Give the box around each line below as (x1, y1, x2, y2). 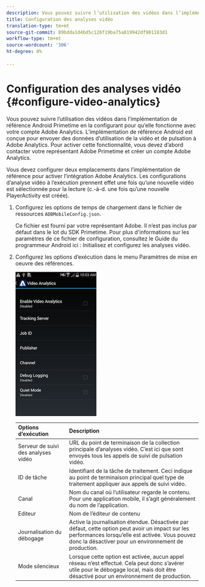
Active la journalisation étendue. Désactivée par (69, 519, 189, 526)
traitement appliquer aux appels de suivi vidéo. (69, 480, 187, 488)
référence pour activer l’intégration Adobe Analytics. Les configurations (6, 172, 187, 179)
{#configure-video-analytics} (6, 95, 161, 109)
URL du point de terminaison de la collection (69, 439, 180, 447)
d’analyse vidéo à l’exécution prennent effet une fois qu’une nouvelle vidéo (6, 179, 194, 186)
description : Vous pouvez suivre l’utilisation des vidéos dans (6, 10, 173, 16)
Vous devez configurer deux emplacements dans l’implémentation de (6, 165, 181, 173)
